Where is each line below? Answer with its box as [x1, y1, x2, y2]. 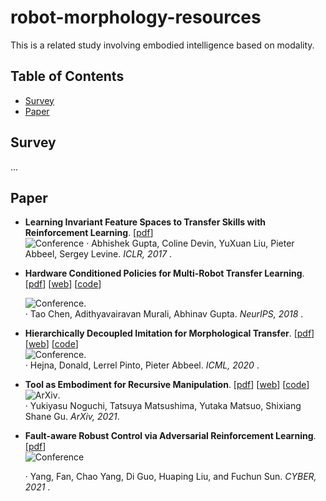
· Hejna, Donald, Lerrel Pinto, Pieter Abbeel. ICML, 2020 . [24, 359, 260, 371]
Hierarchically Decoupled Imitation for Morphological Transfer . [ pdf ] [24, 327, 315, 340]
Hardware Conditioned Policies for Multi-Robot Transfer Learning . [24, 267, 305, 280]
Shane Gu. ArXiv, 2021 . [24, 411, 120, 423]
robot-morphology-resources [10, 6, 262, 29]
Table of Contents [10, 68, 125, 85]
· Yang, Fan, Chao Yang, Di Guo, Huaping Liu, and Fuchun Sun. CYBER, [24, 471, 317, 483]
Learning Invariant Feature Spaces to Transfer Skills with [24, 216, 267, 228]
